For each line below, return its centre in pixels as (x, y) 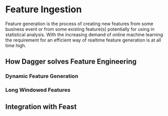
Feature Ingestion (44, 9)
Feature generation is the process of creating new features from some (79, 24)
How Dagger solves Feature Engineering (71, 62)
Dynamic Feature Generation (42, 76)
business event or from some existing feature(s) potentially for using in (80, 29)
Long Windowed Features (38, 90)
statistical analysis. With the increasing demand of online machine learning (84, 34)
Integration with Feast (41, 107)
